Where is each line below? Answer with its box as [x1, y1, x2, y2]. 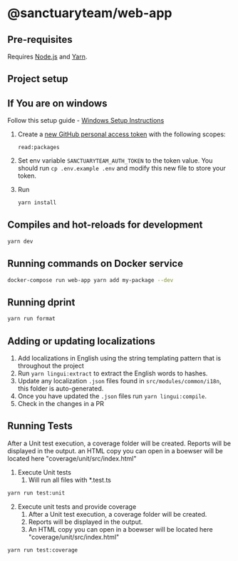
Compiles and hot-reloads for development [7, 219, 203, 231]
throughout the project [17, 361, 84, 370]
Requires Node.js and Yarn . [7, 52, 88, 61]
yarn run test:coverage [7, 546, 78, 554]
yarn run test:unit [7, 489, 66, 497]
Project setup [7, 73, 69, 85]
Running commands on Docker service [7, 258, 184, 270]
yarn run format [7, 315, 56, 323]
